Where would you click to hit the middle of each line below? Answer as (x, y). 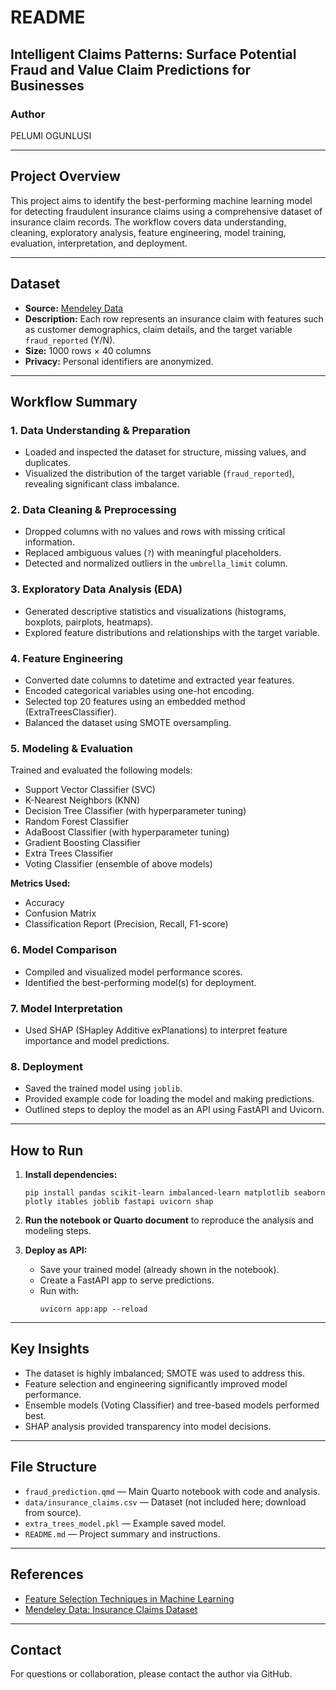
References (47, 1574)
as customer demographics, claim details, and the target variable (158, 329)
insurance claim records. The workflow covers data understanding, (148, 222)
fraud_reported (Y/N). (70, 340)
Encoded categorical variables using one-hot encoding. (139, 691)
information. (49, 542)
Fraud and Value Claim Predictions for (131, 69)
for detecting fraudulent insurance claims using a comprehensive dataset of (166, 211)
